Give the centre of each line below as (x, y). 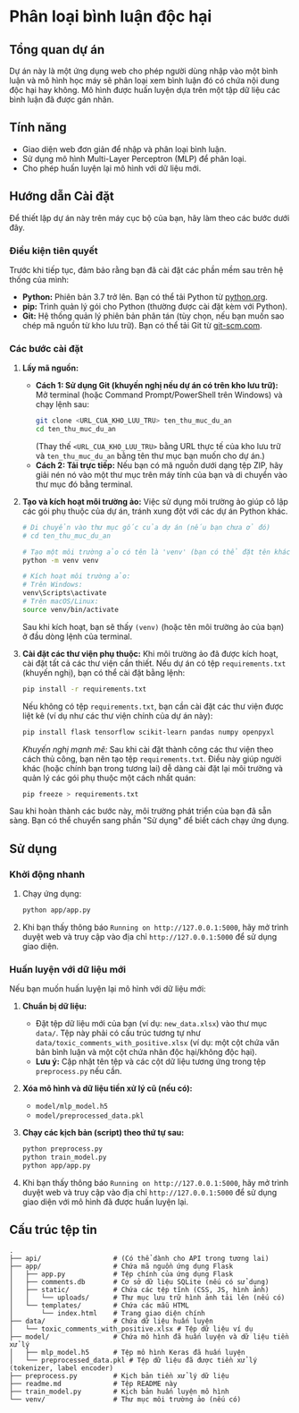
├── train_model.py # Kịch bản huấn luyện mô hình (119, 1392)
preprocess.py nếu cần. (79, 1071)
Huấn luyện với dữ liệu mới (68, 969)
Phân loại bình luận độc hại (111, 17)
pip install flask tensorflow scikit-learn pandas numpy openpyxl (148, 732)
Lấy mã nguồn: (50, 368)
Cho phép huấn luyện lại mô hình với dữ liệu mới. (112, 168)
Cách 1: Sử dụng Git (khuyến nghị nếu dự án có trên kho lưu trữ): (157, 386)
